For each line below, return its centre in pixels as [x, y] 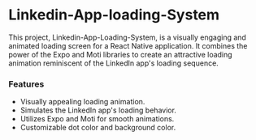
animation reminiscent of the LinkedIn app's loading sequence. [114, 63]
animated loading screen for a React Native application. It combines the [128, 45]
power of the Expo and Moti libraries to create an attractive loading [121, 54]
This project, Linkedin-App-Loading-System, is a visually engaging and [127, 37]
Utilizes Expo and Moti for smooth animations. [97, 119]
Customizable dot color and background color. [98, 128]
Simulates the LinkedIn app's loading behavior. [98, 110]
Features [26, 84]
